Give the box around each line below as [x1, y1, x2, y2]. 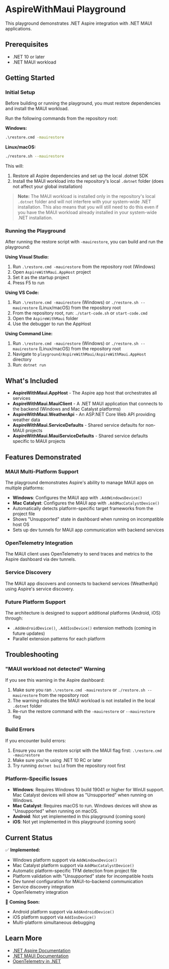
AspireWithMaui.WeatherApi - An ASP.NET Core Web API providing [12, 412, 155, 418]
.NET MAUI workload [12, 59, 57, 65]
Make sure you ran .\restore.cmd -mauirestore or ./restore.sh [12, 687, 145, 693]
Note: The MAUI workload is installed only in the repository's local [17, 193, 155, 199]
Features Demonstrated [5, 453, 82, 462]
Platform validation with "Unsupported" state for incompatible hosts [12, 873, 154, 879]
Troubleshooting [5, 650, 59, 659]
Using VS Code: [5, 289, 39, 296]
